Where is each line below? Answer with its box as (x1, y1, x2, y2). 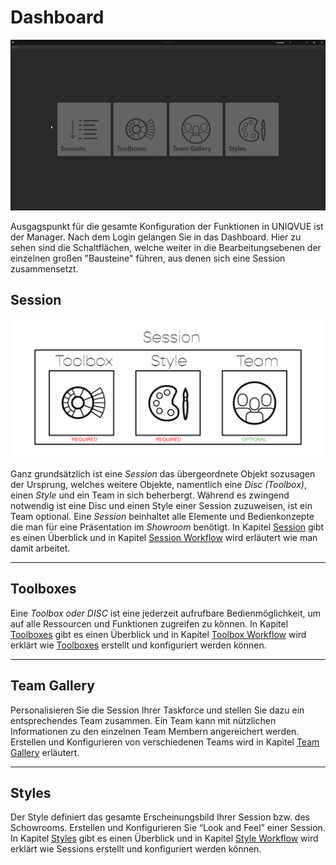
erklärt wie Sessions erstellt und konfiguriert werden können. (10, 843, 262, 855)
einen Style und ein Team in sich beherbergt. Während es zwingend (10, 489, 290, 501)
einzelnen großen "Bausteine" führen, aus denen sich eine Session (10, 252, 286, 264)
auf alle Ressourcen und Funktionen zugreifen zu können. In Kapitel (10, 617, 289, 630)
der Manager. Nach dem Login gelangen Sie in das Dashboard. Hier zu (10, 231, 302, 243)
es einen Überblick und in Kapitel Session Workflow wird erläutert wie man (10, 531, 318, 543)
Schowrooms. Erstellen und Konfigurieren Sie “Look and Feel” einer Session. (10, 822, 326, 834)
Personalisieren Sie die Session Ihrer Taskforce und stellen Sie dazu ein (10, 704, 305, 716)
